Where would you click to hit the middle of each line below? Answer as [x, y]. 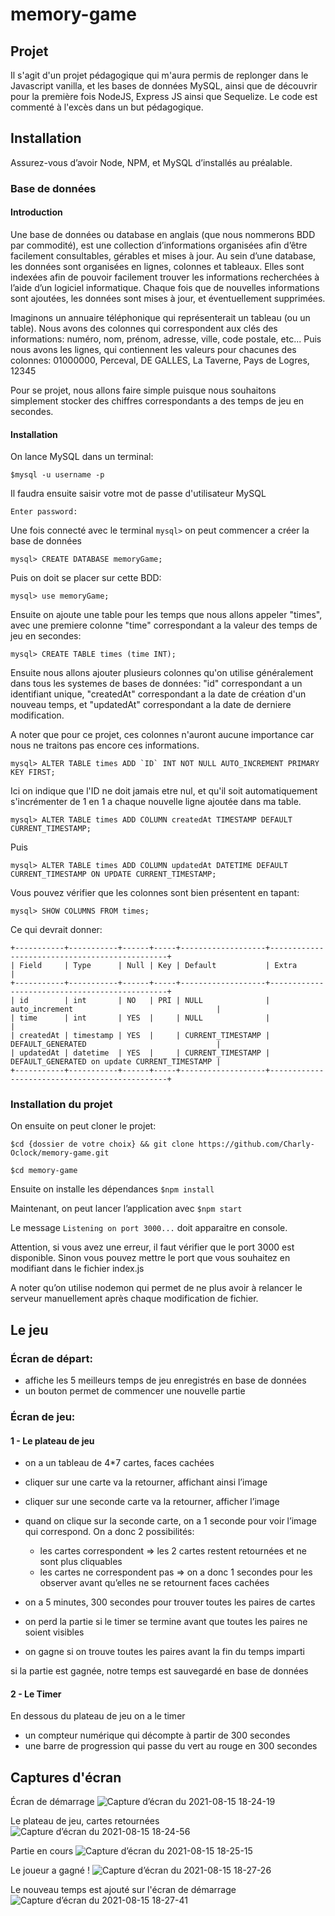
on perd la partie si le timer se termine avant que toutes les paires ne [166, 1622]
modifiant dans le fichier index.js [77, 1269]
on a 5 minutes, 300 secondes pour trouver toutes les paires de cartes [170, 1602]
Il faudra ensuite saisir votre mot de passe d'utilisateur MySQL [138, 494]
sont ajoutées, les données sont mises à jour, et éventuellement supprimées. [168, 298]
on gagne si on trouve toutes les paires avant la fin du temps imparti [164, 1652]
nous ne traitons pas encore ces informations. [105, 745]
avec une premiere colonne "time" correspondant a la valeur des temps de [164, 625]
